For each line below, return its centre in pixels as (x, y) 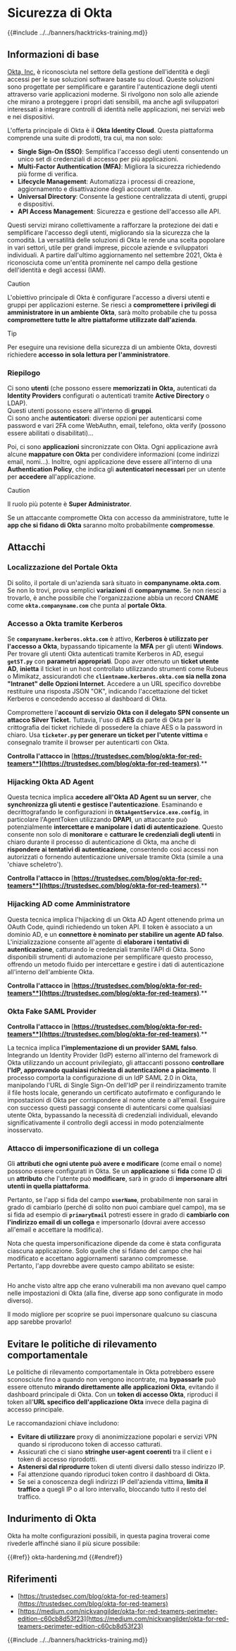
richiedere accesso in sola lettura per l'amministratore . (89, 355)
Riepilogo (24, 373)
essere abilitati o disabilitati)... (50, 433)
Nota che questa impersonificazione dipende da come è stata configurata (114, 1244)
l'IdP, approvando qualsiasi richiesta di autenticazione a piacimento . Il (112, 1070)
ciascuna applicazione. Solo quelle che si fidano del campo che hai (105, 1251)
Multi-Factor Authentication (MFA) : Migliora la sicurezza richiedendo (119, 166)
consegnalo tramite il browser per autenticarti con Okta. (88, 742)
